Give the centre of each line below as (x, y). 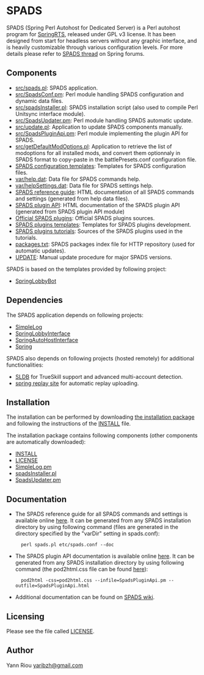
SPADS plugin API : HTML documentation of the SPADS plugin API (97, 205)
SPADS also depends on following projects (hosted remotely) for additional (100, 358)
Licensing (25, 616)
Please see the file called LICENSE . (50, 631)
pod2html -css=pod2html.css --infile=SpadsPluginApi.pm (93, 581)
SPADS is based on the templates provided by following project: (86, 269)
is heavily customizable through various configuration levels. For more (95, 47)
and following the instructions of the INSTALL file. (69, 424)
